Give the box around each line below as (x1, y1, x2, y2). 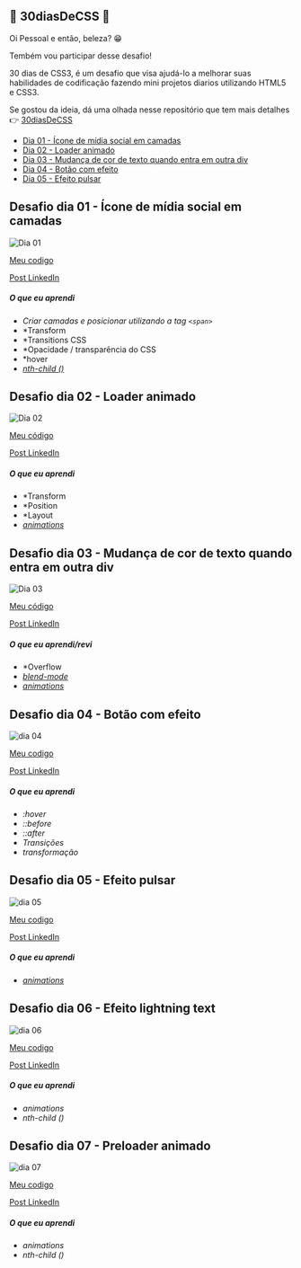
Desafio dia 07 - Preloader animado (9, 1138, 211, 1153)
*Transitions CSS (22, 334, 87, 345)
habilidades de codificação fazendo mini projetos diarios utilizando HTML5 (9, 77, 287, 88)
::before (22, 818, 52, 829)
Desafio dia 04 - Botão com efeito (9, 706, 201, 722)
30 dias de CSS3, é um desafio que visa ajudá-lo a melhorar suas (9, 67, 252, 78)
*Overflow (22, 661, 62, 672)
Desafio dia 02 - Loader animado (9, 388, 196, 404)
